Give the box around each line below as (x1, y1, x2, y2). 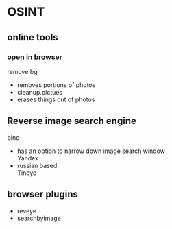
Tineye (16, 169, 37, 177)
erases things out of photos (16, 95, 95, 104)
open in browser (7, 52, 63, 62)
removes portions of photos (16, 80, 96, 89)
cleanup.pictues (16, 88, 63, 96)
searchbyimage (16, 214, 62, 222)
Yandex (16, 154, 39, 162)
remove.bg (7, 67, 38, 75)
